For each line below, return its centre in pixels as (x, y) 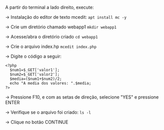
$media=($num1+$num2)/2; (36, 79)
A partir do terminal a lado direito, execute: (50, 7)
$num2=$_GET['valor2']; (35, 74)
